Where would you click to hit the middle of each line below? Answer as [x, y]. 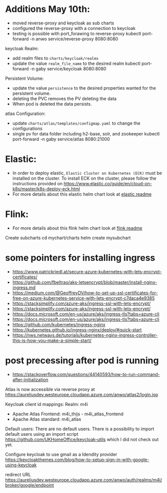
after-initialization [30, 379]
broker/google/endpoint [30, 485]
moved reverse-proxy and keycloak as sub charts [63, 23]
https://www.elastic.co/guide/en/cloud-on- [108, 183]
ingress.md [24, 287]
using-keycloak [21, 465]
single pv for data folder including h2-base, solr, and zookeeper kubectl [86, 133]
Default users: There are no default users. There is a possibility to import [80, 429]
